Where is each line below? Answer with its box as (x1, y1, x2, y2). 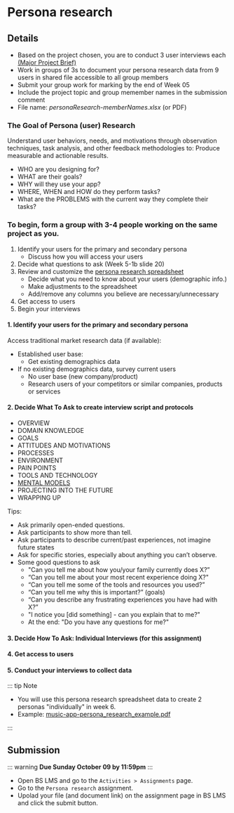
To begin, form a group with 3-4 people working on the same (7, 220, 218, 230)
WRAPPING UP (17, 493, 62, 502)
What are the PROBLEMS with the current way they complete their (17, 195, 209, 204)
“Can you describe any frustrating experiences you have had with (27, 595, 218, 604)
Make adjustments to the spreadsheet (27, 282, 138, 290)
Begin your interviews (17, 304, 81, 313)
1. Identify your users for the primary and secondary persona (7, 320, 188, 329)
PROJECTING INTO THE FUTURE (17, 486, 113, 494)
